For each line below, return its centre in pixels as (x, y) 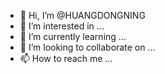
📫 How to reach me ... (66, 58)
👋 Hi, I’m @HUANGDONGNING (82, 15)
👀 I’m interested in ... (62, 26)
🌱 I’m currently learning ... (73, 36)
